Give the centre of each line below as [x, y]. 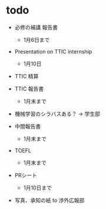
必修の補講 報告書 [36, 27]
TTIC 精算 [26, 76]
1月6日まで [37, 39]
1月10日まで [37, 188]
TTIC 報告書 [29, 88]
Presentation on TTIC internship [53, 51]
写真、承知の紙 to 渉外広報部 [49, 200]
